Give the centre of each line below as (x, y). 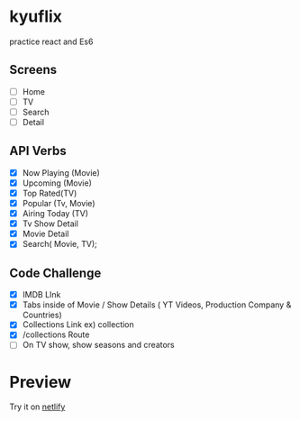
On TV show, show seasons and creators (99, 345)
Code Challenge (55, 273)
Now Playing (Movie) (61, 172)
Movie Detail (45, 234)
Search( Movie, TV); (59, 244)
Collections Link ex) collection (78, 325)
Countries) (42, 315)
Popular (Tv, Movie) (59, 203)
